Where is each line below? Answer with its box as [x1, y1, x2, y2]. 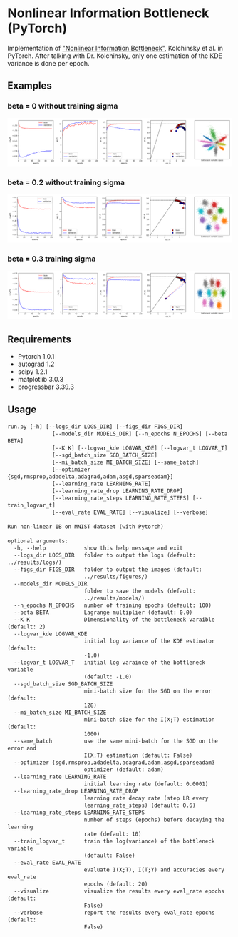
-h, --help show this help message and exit [14, 545, 183, 552]
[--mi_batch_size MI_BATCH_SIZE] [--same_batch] [52, 459, 200, 466]
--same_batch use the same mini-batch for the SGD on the [14, 738, 219, 745]
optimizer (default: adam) [83, 766, 164, 773]
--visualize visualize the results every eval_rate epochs [14, 888, 224, 895]
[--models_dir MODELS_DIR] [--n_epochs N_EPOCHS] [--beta [52, 430, 228, 437]
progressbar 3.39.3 [17, 382, 75, 391]
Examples [7, 80, 52, 92]
